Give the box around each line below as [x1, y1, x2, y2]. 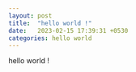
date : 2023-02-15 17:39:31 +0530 [8, 26, 129, 34]
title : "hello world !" [8, 19, 92, 27]
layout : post [8, 11, 53, 20]
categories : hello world [8, 34, 92, 42]
